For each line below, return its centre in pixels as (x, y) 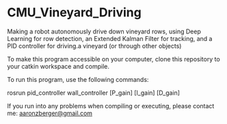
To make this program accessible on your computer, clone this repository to (113, 59)
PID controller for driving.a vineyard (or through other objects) (94, 46)
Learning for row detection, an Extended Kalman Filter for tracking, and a (110, 38)
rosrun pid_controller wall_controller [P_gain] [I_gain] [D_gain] (93, 93)
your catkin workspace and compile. (58, 66)
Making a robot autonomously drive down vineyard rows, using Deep (104, 31)
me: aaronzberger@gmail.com (50, 113)
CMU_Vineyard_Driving (74, 13)
